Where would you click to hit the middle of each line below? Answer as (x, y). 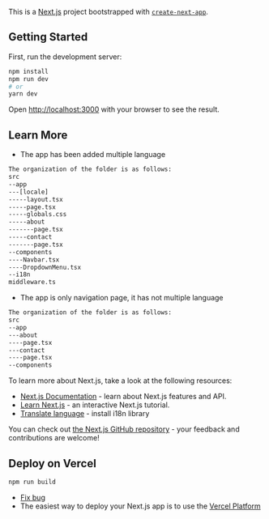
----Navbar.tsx (34, 259)
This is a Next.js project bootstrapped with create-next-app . (109, 12)
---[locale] (28, 192)
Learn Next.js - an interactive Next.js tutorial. (95, 405)
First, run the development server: (65, 57)
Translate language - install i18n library (85, 414)
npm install (28, 71)
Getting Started (48, 37)
